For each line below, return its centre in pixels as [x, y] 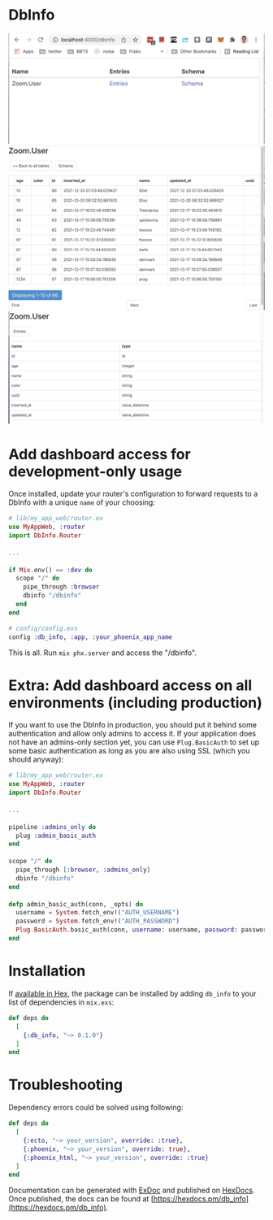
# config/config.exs [43, 628]
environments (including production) [135, 703]
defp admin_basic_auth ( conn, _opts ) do [76, 904]
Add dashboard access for [100, 454]
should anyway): [36, 760]
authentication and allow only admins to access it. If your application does [132, 734]
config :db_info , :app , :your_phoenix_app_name [91, 637]
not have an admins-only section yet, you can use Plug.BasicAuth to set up [134, 742]
